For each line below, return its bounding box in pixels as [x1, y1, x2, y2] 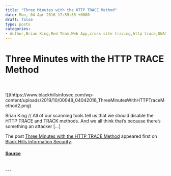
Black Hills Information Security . [5, 138, 72, 144]
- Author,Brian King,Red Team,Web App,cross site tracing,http [5, 31, 142, 36]
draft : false [5, 17, 33, 22]
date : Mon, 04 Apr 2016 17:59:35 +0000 [5, 12, 90, 17]
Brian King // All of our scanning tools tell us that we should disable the [5, 112, 154, 118]
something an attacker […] [5, 123, 61, 129]
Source [5, 150, 21, 156]
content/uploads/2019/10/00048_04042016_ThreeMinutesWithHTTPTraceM [5, 97, 165, 103]
